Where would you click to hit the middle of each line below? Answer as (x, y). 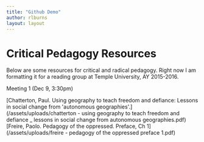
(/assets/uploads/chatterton (41, 113)
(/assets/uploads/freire (35, 133)
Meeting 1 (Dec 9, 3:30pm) (40, 88)
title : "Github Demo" (34, 12)
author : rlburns (27, 18)
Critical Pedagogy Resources (81, 53)
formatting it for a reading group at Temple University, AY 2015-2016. (93, 77)
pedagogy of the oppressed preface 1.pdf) (122, 133)
